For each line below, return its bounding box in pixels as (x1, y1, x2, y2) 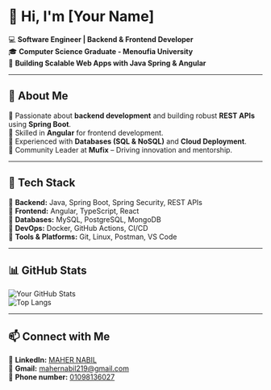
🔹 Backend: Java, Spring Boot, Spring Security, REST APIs (8, 197, 203, 207)
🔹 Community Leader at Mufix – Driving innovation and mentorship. (8, 145, 232, 154)
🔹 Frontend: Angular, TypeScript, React (8, 206, 140, 216)
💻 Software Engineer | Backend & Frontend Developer (8, 34, 194, 44)
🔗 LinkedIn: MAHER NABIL (8, 355, 97, 365)
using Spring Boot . (8, 119, 71, 128)
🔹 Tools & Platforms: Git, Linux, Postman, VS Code (8, 232, 177, 241)
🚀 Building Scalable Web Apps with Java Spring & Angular (8, 58, 206, 68)
